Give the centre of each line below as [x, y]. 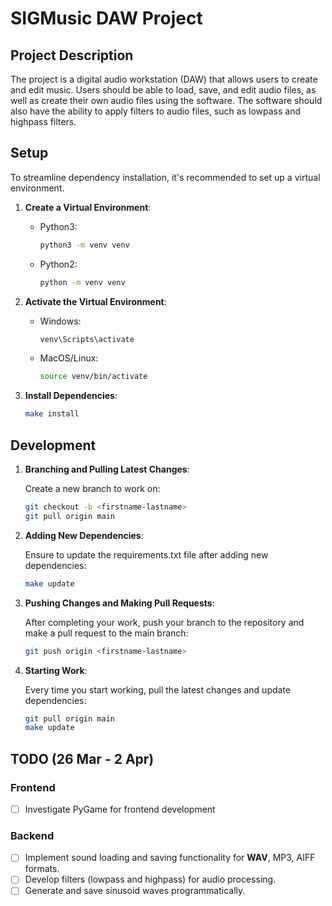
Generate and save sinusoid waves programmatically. [135, 891]
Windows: [60, 321]
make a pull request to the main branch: [106, 633]
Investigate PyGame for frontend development [120, 809]
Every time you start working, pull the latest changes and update [158, 689]
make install [52, 414]
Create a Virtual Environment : [88, 207]
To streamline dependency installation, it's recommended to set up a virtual [165, 177]
